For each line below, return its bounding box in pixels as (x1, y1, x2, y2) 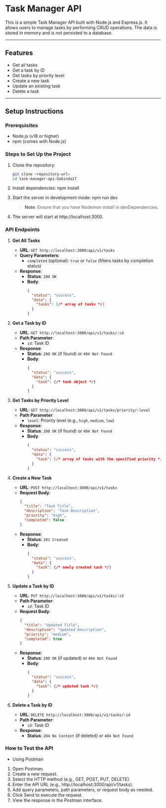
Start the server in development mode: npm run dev (12, 195, 118, 201)
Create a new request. (12, 771, 58, 777)
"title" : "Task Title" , (24, 504, 73, 509)
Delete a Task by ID (12, 702, 53, 708)
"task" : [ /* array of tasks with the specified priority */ (36, 456, 163, 461)
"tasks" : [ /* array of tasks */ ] (36, 302, 105, 307)
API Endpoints (5, 226, 40, 233)
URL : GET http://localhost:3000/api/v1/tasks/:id (19, 330, 124, 336)
